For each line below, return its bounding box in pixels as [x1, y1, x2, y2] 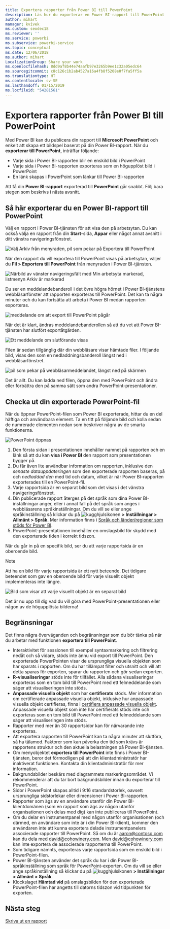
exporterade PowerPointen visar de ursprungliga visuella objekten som [12, 658, 161, 664]
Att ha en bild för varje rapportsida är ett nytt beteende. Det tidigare [5, 568, 146, 574]
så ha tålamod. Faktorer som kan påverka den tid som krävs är [12, 739, 143, 745]
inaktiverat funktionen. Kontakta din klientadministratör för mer [12, 760, 144, 766]
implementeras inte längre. [5, 579, 61, 585]
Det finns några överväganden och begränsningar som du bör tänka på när [5, 632, 162, 638]
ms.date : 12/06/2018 [5, 50, 49, 55]
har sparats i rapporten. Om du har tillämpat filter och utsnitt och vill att [12, 663, 161, 669]
